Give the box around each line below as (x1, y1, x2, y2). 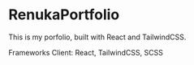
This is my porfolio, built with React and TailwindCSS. (8, 32, 187, 42)
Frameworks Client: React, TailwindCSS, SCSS (8, 47, 164, 57)
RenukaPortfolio (8, 6, 120, 24)
